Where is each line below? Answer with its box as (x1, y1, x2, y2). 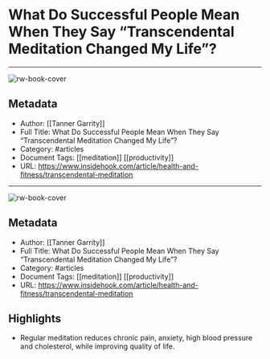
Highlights (8, 312, 62, 325)
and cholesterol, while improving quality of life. (19, 341, 175, 351)
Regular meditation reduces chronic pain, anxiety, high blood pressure (19, 333, 253, 343)
